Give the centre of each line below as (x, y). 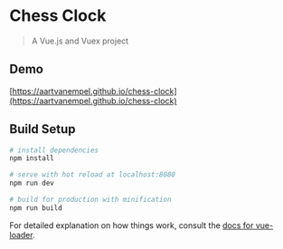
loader (21, 235)
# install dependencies (54, 150)
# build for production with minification (90, 200)
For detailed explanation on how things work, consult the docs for (132, 225)
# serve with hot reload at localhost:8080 (93, 175)
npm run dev (32, 183)
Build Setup (42, 129)
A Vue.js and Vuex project (80, 41)
